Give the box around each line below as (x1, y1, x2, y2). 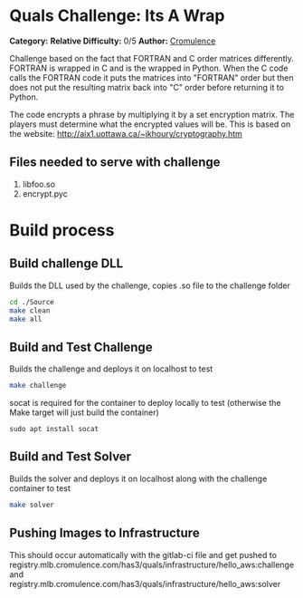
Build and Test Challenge (9, 339, 153, 354)
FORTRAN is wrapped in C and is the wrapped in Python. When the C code (9, 63, 289, 73)
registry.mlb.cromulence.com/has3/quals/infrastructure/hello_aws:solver (9, 578, 281, 589)
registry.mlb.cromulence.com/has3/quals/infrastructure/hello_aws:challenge (9, 559, 295, 570)
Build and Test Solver (9, 449, 132, 465)
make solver (9, 500, 54, 509)
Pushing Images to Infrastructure (9, 526, 201, 541)
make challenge (9, 381, 67, 391)
